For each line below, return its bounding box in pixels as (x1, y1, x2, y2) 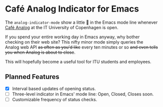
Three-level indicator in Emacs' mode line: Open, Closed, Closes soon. (12, 91, 154, 97)
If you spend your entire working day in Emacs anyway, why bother (5, 34, 140, 40)
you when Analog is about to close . (5, 49, 75, 55)
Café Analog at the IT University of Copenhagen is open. (5, 24, 119, 30)
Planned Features (5, 73, 60, 81)
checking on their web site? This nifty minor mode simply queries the (5, 39, 144, 45)
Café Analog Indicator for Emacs (5, 3, 139, 15)
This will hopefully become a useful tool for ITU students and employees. (5, 59, 152, 64)
